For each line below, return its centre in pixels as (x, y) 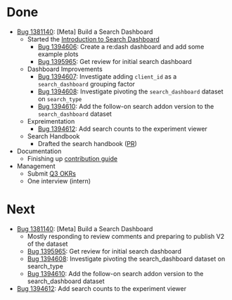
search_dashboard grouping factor (86, 84)
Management (36, 166)
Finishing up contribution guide (72, 158)
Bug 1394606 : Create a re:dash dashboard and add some (121, 46)
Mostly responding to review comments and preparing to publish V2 (126, 236)
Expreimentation (51, 121)
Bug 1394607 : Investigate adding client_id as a (107, 76)
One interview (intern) (59, 181)
